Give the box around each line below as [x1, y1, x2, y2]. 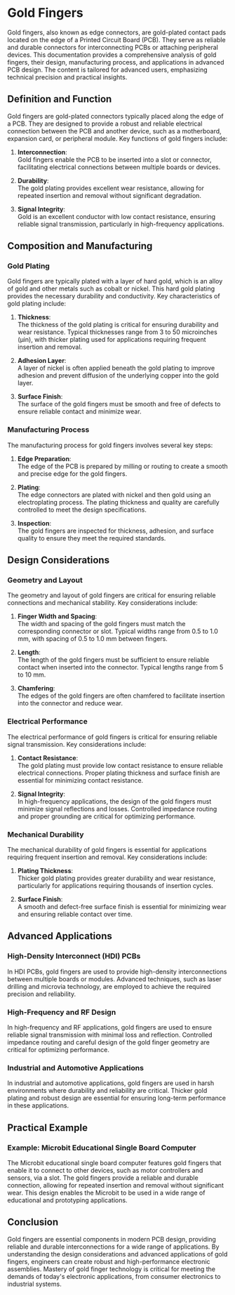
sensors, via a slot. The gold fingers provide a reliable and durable [7, 1174, 199, 1182]
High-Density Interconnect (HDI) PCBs [7, 951, 141, 961]
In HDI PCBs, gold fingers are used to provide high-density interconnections [7, 967, 227, 976]
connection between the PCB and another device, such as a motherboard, [7, 126, 222, 135]
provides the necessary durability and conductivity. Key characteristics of [7, 292, 220, 300]
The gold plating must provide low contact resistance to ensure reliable [17, 761, 223, 769]
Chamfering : [17, 684, 55, 693]
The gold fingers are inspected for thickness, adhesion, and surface [17, 526, 214, 535]
